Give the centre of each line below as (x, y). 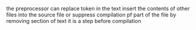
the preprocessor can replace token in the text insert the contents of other (98, 9)
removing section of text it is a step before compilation (74, 21)
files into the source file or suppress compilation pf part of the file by (91, 15)
